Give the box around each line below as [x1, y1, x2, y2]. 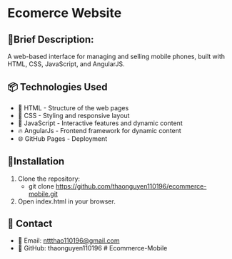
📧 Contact [7, 218, 53, 230]
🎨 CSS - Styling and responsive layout [17, 111, 130, 120]
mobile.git [28, 189, 59, 198]
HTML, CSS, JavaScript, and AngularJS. [7, 60, 125, 68]
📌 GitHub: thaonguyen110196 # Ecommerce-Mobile [17, 244, 168, 253]
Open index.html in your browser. [17, 197, 116, 206]
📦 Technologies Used [7, 81, 109, 93]
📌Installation [7, 155, 65, 168]
